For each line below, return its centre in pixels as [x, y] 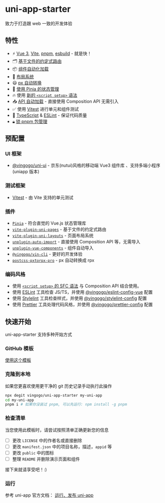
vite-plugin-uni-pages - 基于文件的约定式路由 [59, 229]
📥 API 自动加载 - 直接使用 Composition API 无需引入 [66, 101]
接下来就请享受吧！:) [26, 469]
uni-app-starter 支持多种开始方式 [39, 334]
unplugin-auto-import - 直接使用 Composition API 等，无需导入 [76, 242]
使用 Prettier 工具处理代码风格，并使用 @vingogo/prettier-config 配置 [82, 305]
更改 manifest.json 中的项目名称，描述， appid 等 [62, 447]
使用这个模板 [18, 360]
